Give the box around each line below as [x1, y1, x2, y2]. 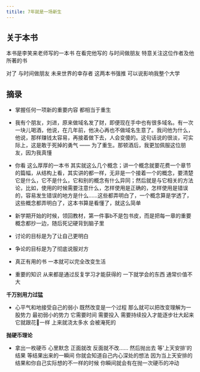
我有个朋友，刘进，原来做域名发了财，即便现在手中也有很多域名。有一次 [14, 119, 193, 126]
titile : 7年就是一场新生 [6, 8, 62, 15]
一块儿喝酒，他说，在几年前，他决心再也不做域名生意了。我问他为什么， [14, 127, 193, 134]
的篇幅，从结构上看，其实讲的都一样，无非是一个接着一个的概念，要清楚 [14, 169, 193, 177]
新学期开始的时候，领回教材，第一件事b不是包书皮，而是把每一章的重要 [14, 212, 192, 219]
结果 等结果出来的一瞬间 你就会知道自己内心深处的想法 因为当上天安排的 [14, 352, 193, 359]
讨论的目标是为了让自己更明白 [14, 233, 89, 240]
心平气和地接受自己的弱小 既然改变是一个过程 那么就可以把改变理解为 [14, 304, 186, 311]
